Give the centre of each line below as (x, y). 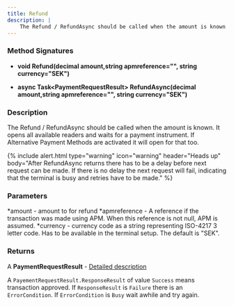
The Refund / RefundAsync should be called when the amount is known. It (114, 127)
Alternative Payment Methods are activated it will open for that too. (103, 142)
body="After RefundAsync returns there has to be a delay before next (107, 163)
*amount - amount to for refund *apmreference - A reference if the (103, 211)
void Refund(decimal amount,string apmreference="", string (107, 66)
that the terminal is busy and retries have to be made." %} (90, 177)
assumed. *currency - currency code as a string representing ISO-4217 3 (112, 226)
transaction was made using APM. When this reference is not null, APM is (112, 218)
